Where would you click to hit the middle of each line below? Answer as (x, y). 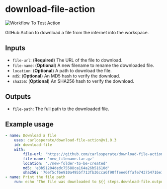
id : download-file (33, 145)
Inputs (15, 48)
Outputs (18, 97)
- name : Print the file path (35, 177)
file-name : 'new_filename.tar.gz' (59, 159)
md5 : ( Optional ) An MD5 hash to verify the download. (66, 76)
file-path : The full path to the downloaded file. (61, 109)
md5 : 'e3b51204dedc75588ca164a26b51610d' (67, 168)
